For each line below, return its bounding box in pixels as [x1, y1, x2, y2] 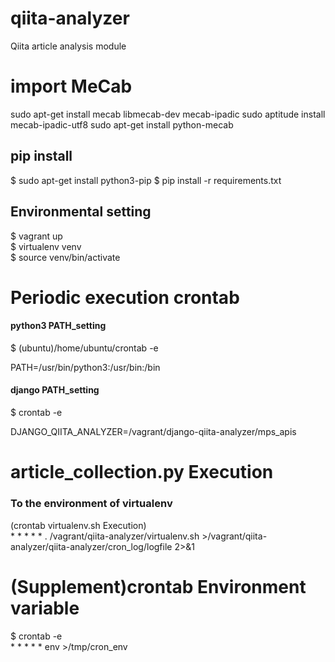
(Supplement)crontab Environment [10, 575, 307, 598]
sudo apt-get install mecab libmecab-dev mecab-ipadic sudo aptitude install [10, 108, 326, 120]
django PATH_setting [10, 384, 100, 396]
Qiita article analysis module [10, 40, 127, 52]
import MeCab [10, 75, 133, 98]
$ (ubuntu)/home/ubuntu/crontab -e [10, 342, 159, 354]
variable [10, 597, 80, 619]
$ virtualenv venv [10, 240, 82, 252]
